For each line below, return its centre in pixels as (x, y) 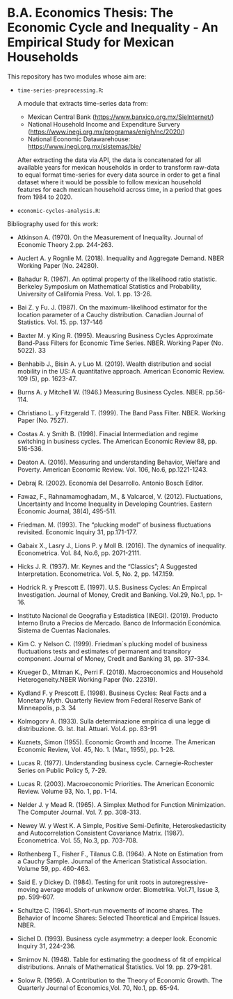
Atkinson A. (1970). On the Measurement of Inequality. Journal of (110, 237)
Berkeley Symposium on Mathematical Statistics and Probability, (109, 286)
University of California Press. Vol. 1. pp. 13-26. (85, 294)
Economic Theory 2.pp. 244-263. (65, 244)
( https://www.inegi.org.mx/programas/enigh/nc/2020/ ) (106, 131)
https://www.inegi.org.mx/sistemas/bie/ (84, 146)
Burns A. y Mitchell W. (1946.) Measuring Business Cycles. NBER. (111, 392)
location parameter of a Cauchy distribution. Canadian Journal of (110, 314)
